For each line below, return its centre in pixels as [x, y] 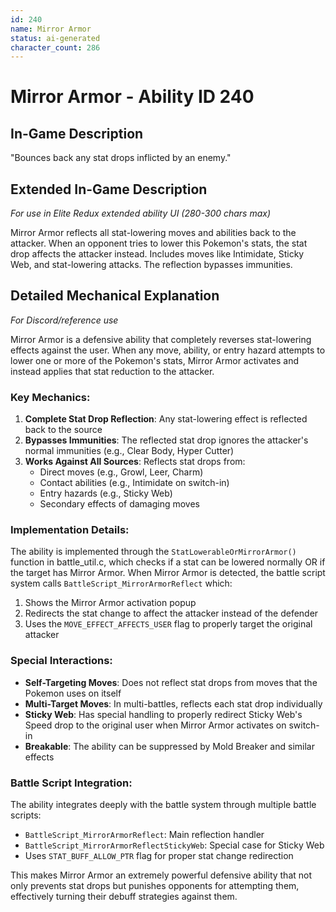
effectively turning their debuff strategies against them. [124, 897]
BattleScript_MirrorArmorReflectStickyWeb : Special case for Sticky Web [174, 845]
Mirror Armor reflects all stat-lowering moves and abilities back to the [153, 233]
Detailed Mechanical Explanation [115, 296]
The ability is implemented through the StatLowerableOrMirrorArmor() [153, 552]
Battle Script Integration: [71, 783]
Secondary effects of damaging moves [120, 504]
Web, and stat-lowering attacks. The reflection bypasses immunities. [151, 265]
